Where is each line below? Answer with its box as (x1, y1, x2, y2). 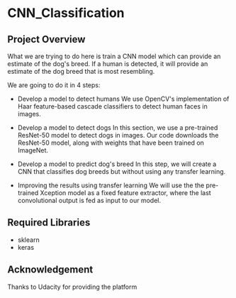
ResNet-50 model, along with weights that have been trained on (17, 138, 204, 147)
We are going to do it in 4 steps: (7, 81, 101, 89)
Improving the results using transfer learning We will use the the (17, 181, 205, 189)
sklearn (17, 236, 40, 244)
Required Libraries (7, 216, 91, 228)
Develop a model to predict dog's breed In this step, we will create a (17, 160, 217, 168)
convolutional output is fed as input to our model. (17, 197, 162, 204)
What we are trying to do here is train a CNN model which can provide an (7, 52, 221, 60)
